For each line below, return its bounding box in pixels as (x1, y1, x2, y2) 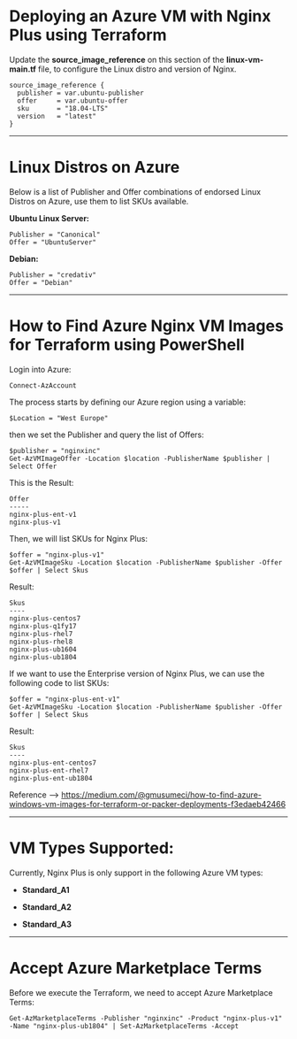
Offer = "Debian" (9, 278, 73, 287)
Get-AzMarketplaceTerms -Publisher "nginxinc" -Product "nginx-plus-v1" (9, 1013, 283, 1023)
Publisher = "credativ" (9, 270, 97, 280)
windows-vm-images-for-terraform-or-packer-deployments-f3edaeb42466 (9, 798, 286, 809)
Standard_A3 (21, 919, 72, 929)
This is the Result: (9, 477, 74, 488)
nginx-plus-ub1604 (9, 644, 77, 654)
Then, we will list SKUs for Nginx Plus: (9, 533, 148, 543)
